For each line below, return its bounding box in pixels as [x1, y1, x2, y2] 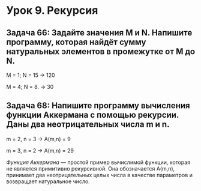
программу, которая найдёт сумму [6, 37, 146, 47]
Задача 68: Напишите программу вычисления [6, 100, 190, 111]
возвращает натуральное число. [6, 178, 90, 185]
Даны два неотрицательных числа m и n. [6, 120, 170, 130]
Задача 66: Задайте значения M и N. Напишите [6, 28, 193, 38]
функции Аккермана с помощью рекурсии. [6, 110, 179, 120]
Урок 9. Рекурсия [6, 4, 98, 17]
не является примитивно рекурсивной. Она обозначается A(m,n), [6, 165, 175, 172]
